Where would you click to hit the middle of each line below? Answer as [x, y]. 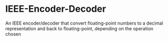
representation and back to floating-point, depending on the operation [79, 28]
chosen [13, 34]
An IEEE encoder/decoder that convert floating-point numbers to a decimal [84, 23]
